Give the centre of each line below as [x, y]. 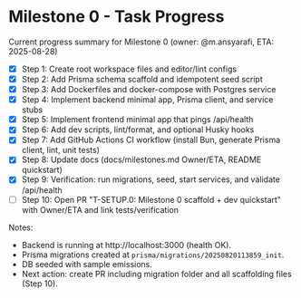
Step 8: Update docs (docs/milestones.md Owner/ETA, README [141, 159]
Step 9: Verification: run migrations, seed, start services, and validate [150, 179]
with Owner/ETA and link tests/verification [100, 209]
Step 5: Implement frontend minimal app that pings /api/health [137, 120]
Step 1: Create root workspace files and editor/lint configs [129, 69]
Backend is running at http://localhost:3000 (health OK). [126, 245]
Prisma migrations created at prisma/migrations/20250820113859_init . [153, 255]
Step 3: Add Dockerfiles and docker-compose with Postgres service [149, 90]
